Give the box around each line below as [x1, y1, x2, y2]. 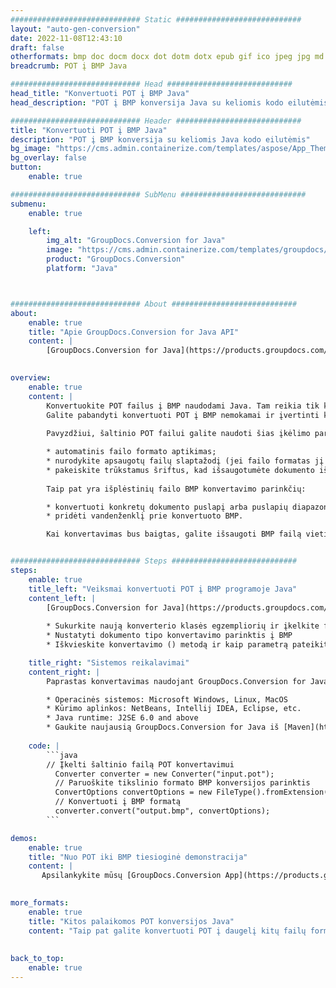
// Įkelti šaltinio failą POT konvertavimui [46, 759, 235, 770]
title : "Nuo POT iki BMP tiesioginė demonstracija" [28, 852, 248, 862]
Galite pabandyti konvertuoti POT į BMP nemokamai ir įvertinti [46, 410, 320, 420]
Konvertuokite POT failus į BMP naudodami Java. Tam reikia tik [46, 401, 320, 411]
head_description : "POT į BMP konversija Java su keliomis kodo [10, 97, 284, 108]
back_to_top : [10, 954, 65, 964]
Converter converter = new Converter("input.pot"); [54, 769, 275, 779]
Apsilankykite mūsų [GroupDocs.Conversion [41, 871, 222, 881]
